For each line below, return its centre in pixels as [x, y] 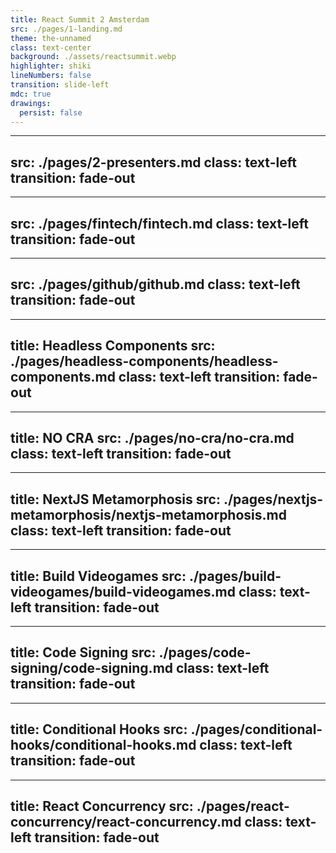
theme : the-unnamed [51, 38]
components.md [63, 377]
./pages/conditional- [256, 729]
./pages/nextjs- [273, 499]
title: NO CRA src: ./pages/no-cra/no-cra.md [152, 438]
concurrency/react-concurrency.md [126, 822]
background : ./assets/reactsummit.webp [93, 57]
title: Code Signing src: [83, 652]
